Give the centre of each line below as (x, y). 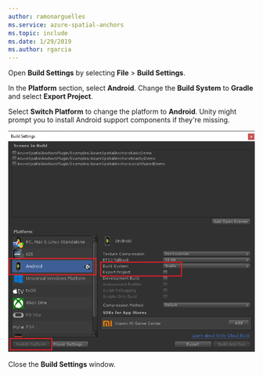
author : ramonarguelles (47, 16)
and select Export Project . (51, 96)
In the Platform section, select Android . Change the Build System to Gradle (131, 88)
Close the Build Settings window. (62, 364)
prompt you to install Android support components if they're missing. (119, 120)
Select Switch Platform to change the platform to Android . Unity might (122, 112)
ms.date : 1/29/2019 (40, 42)
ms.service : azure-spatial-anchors (66, 25)
